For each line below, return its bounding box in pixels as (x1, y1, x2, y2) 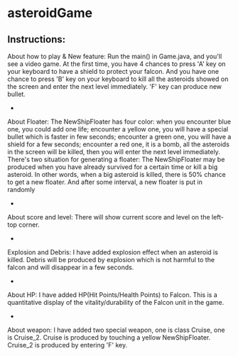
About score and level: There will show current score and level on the (7, 213, 211, 221)
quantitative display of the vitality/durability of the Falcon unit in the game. (7, 298, 225, 306)
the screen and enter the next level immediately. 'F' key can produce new (7, 82, 222, 90)
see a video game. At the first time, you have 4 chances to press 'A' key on (7, 60, 226, 68)
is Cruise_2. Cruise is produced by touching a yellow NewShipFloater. (7, 333, 211, 342)
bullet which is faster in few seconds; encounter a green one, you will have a (7, 133, 232, 141)
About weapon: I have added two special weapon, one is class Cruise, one (7, 325, 225, 334)
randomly (7, 185, 36, 193)
